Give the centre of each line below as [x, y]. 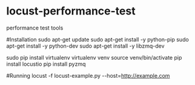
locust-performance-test [71, 11]
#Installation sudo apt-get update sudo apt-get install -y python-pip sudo [97, 39]
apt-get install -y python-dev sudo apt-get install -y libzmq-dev [85, 46]
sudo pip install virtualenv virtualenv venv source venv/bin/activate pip [94, 57]
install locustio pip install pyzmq [46, 64]
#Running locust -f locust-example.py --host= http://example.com [88, 75]
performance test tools [35, 28]
